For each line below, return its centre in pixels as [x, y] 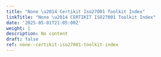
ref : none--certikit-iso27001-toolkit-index [62, 45]
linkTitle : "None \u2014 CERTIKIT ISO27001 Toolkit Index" [81, 17]
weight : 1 [18, 28]
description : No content [37, 34]
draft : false [22, 39]
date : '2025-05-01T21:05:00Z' [44, 23]
